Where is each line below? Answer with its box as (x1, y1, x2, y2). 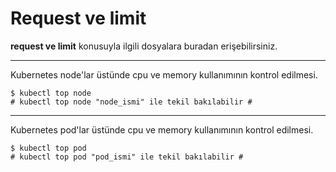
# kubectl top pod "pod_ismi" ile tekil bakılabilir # (10, 152, 244, 162)
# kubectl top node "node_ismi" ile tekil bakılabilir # (10, 97, 253, 107)
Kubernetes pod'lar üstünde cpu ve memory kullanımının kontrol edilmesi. (10, 123, 314, 136)
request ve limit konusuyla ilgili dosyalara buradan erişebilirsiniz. (10, 40, 278, 52)
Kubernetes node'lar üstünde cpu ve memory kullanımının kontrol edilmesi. (10, 68, 318, 81)
